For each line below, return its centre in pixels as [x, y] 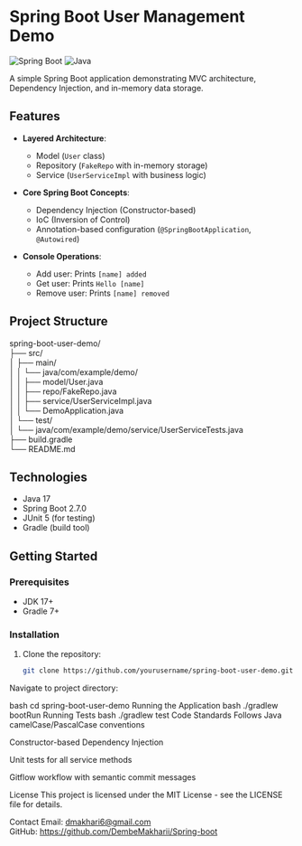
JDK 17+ [38, 602]
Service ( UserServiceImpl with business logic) [121, 174]
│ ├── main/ [33, 362]
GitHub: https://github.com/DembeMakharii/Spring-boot [114, 832]
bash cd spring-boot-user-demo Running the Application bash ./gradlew [144, 706]
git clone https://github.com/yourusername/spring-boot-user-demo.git [158, 671]
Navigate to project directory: [64, 688]
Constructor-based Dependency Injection [87, 742]
